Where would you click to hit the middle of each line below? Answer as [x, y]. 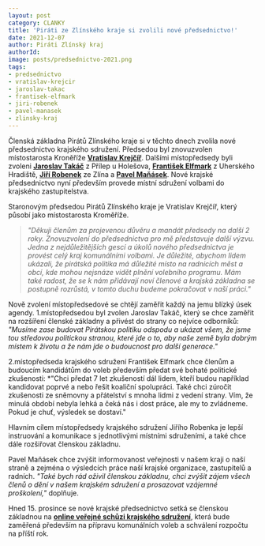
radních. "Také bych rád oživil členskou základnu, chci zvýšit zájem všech [129, 476]
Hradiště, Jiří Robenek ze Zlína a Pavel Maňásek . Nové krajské [111, 174]
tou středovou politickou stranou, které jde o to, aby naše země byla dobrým [132, 337]
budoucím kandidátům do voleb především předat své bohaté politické [123, 370]
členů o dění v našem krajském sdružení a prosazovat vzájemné [113, 484]
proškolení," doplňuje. [43, 493]
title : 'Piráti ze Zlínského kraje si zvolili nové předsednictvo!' [123, 30]
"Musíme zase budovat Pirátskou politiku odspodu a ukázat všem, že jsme [130, 329]
